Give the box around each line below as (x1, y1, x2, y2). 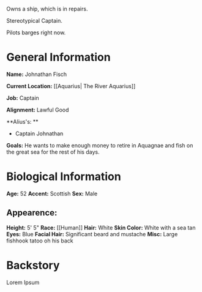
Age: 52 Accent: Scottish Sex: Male (6, 190, 98, 197)
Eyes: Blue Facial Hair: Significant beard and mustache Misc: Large (6, 230, 178, 238)
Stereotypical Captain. (6, 17, 63, 24)
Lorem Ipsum (6, 279, 40, 286)
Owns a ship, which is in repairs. (6, 6, 88, 12)
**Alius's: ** (6, 118, 39, 125)
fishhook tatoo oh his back (6, 237, 73, 244)
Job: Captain (6, 94, 40, 102)
